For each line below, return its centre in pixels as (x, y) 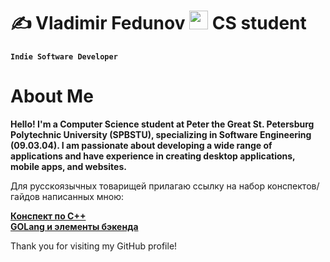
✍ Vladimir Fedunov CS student (158, 23)
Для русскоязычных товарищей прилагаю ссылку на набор (138, 186)
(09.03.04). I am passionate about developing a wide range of (141, 145)
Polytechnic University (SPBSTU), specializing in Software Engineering (161, 134)
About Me (52, 96)
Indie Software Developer (64, 56)
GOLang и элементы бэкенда (74, 226)
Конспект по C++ (48, 216)
